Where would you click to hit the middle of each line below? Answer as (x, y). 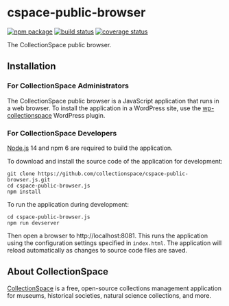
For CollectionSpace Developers (62, 133)
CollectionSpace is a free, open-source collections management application (114, 288)
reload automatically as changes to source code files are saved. (97, 250)
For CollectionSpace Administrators (68, 86)
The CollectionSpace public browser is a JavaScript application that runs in (113, 101)
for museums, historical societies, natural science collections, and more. (109, 295)
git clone (21, 174)
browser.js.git (29, 179)
